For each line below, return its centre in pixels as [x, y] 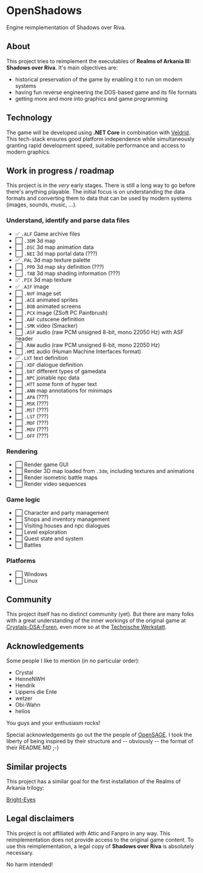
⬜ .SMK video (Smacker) [46, 325]
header [24, 338]
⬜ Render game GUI [42, 464]
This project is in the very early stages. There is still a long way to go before [101, 185]
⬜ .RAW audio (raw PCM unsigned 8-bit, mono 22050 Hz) [88, 345]
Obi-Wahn [28, 705]
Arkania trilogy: [25, 788]
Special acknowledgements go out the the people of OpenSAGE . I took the [99, 735]
